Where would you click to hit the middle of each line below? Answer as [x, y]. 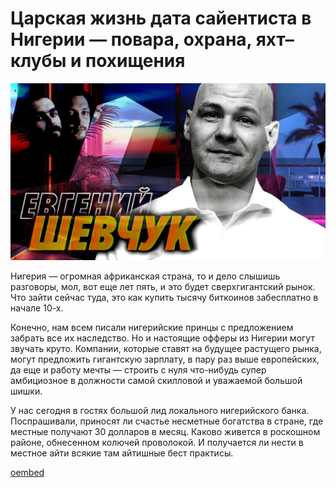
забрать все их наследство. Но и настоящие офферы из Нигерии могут [162, 338]
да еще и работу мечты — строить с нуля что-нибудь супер [138, 370]
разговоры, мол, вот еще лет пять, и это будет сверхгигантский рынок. [163, 287]
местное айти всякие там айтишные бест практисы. [122, 453]
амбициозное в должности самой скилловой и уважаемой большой [156, 381]
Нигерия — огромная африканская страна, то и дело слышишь [145, 276]
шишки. [26, 391]
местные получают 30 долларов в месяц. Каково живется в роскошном [165, 432]
